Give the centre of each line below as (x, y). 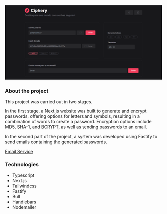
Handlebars (24, 202)
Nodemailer (24, 207)
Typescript (23, 175)
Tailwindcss (24, 186)
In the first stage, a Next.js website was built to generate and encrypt (76, 111)
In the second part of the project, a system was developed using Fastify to (81, 137)
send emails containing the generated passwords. (56, 142)
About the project (27, 91)
